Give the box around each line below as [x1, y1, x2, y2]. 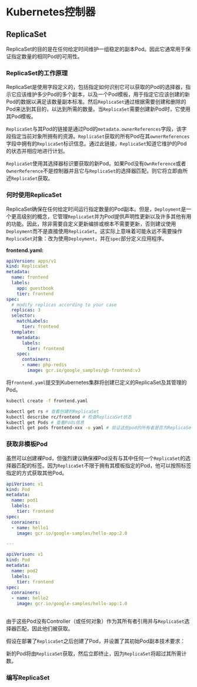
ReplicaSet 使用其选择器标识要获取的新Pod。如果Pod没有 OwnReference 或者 [6, 160, 186, 167]
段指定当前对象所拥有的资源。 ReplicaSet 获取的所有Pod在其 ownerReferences [6, 133, 190, 140]
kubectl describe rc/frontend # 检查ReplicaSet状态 [6, 414, 132, 420]
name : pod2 [11, 567, 38, 574]
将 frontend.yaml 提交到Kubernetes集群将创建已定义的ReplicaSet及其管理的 [6, 379, 187, 386]
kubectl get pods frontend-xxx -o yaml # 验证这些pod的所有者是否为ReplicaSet [6, 425, 194, 431]
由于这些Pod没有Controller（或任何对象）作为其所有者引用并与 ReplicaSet [6, 618, 185, 625]
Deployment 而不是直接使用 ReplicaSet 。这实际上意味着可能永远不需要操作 [6, 227, 183, 234]
